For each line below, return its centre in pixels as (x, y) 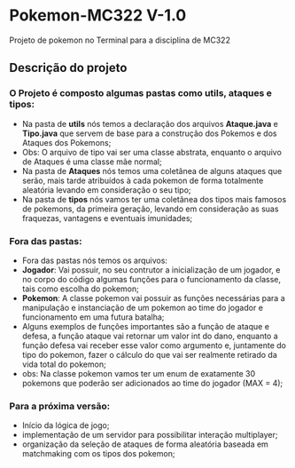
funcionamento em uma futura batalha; (93, 317)
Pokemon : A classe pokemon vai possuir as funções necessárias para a (153, 297)
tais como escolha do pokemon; (80, 289)
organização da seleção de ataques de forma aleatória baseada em (145, 444)
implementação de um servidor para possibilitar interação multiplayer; (150, 435)
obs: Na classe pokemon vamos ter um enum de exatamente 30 (139, 373)
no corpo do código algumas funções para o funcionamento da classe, (151, 279)
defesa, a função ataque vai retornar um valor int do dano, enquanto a (150, 336)
